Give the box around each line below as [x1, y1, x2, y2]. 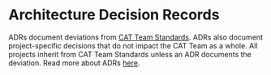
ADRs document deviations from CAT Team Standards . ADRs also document [8, 32, 264, 42]
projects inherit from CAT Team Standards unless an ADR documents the [8, 49, 252, 59]
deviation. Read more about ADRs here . [8, 58, 140, 68]
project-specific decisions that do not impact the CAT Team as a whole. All [8, 40, 258, 50]
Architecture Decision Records [8, 6, 220, 24]
